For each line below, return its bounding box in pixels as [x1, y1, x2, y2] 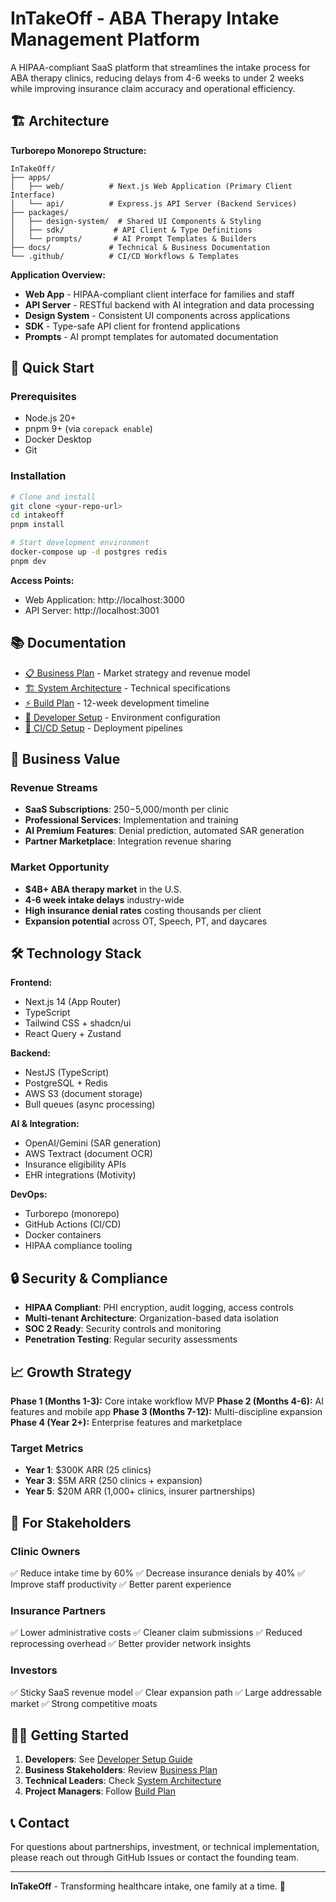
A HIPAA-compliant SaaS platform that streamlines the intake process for [10, 61, 311, 73]
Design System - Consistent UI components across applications [24, 309, 291, 321]
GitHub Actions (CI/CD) [24, 1218, 122, 1231]
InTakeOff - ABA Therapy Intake [10, 7, 280, 30]
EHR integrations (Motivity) [24, 1169, 137, 1181]
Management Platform [10, 28, 201, 51]
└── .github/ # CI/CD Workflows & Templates [10, 251, 240, 261]
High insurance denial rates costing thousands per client [24, 904, 262, 916]
